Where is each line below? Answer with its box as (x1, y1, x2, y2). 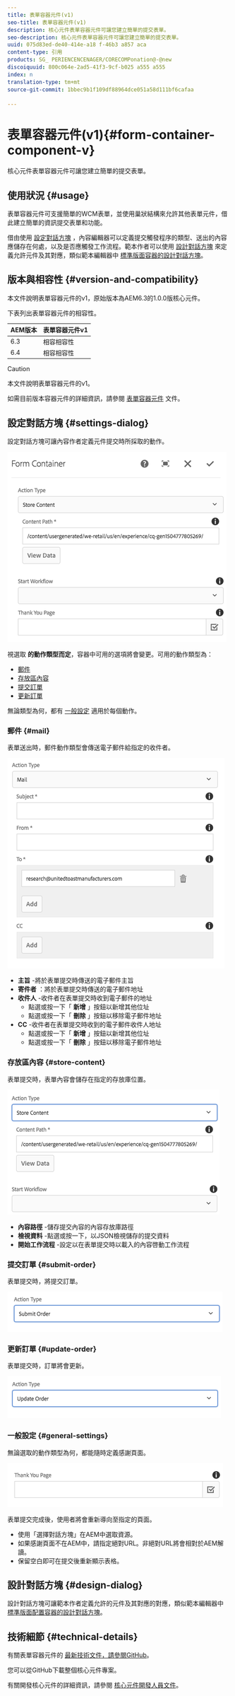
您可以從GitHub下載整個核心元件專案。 (7, 1666, 121, 1675)
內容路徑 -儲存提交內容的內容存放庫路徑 (17, 1222, 134, 1231)
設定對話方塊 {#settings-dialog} (7, 417, 150, 429)
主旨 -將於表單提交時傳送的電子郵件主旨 (17, 976, 134, 985)
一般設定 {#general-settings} (7, 1431, 109, 1441)
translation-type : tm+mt (7, 78, 80, 86)
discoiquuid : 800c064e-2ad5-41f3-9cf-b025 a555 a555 (7, 64, 166, 71)
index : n (7, 71, 33, 78)
